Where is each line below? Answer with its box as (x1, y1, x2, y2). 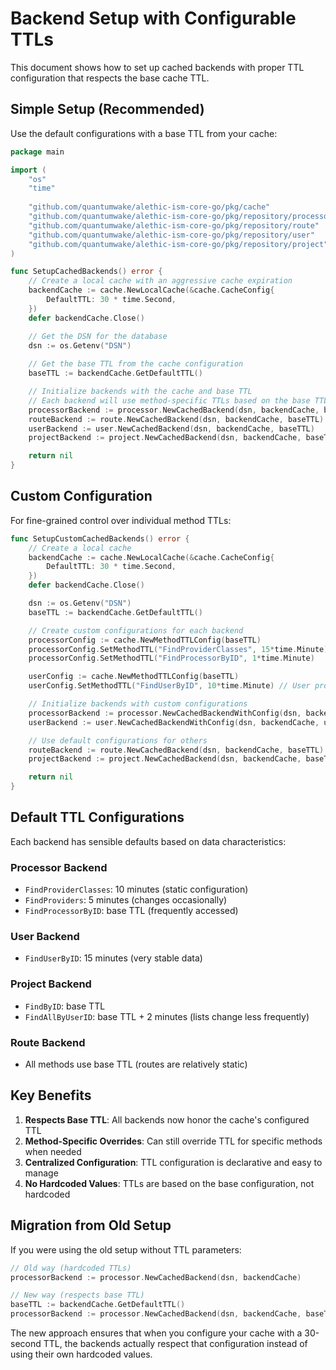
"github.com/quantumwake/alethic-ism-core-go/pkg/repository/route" (28, 220, 320, 231)
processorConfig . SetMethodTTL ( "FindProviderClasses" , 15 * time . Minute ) (28, 644, 329, 654)
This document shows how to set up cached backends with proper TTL (10, 61, 305, 73)
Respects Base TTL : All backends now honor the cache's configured (24, 1113, 310, 1126)
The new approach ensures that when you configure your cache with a (10, 1327, 303, 1339)
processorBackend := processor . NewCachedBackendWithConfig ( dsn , (28, 708, 302, 718)
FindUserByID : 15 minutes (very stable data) (24, 952, 203, 964)
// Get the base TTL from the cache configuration (28, 359, 244, 369)
